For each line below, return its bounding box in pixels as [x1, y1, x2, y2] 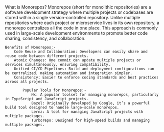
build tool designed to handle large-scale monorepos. [5, 105, 119, 110]
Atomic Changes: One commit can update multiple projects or [14, 58, 141, 63]
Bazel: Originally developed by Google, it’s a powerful [31, 101, 150, 106]
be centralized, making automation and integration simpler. [5, 71, 133, 76]
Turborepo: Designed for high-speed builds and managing [31, 118, 150, 123]
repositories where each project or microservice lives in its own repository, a [5, 20, 160, 26]
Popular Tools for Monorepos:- [23, 88, 87, 93]
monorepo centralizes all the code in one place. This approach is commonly [5, 25, 158, 31]
